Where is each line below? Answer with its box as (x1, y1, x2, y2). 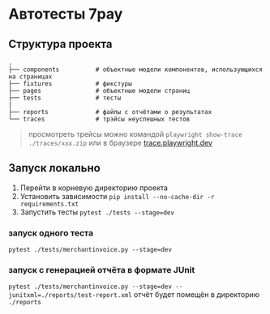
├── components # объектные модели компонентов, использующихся (8, 66, 264, 74)
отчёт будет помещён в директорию (133, 290, 260, 299)
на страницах (8, 73, 53, 81)
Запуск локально (8, 161, 101, 175)
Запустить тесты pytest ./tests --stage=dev (19, 207, 174, 217)
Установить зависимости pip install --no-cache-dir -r (19, 191, 215, 201)
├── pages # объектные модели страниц (8, 87, 191, 95)
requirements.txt (19, 200, 79, 208)
